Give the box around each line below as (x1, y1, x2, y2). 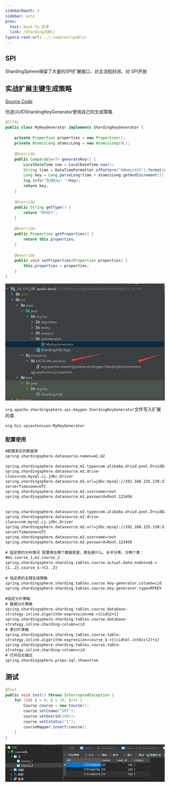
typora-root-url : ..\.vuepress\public (5, 35, 87, 40)
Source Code (5, 98, 33, 104)
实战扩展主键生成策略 (5, 84, 72, 93)
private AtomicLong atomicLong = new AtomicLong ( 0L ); (14, 141, 130, 146)
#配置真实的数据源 (5, 448, 38, 454)
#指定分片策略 (5, 596, 30, 601)
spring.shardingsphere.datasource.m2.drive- (5, 514, 101, 519)
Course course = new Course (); (23, 703, 90, 708)
